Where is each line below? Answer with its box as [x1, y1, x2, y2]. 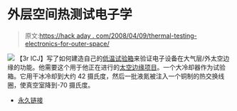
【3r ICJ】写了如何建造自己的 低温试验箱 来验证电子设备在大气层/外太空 [16, 54, 223, 63]
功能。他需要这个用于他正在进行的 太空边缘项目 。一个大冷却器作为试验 [19, 63, 226, 71]
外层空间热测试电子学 [7, 6, 133, 23]
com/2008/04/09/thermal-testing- [95, 31, 197, 40]
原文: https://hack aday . [24, 31, 95, 40]
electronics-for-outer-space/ [24, 39, 110, 48]
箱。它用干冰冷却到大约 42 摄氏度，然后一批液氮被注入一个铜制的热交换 [7, 72, 218, 80]
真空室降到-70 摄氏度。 [26, 80, 95, 89]
